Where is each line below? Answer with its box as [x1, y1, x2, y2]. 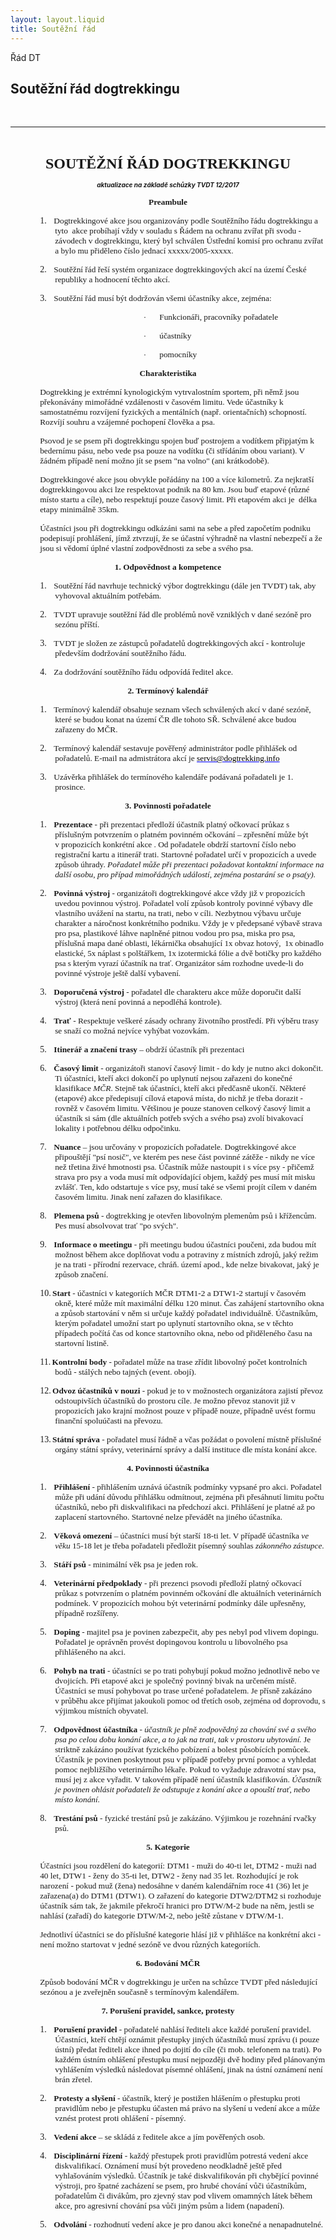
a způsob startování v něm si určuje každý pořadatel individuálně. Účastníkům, [54, 1308, 318, 1319]
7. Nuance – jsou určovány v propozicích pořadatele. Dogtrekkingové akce [39, 1142, 297, 1153]
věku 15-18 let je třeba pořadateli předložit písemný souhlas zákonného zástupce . [54, 1541, 325, 1551]
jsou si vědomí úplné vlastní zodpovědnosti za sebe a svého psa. [39, 543, 254, 554]
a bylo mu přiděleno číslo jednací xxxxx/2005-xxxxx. [54, 246, 234, 256]
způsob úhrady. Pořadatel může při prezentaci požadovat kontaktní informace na [54, 859, 325, 870]
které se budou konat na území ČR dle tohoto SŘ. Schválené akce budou [54, 714, 297, 725]
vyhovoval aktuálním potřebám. [54, 591, 162, 601]
